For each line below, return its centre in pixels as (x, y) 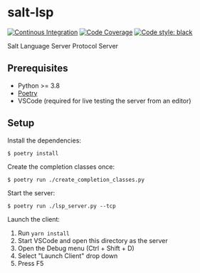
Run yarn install (43, 233)
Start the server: (31, 192)
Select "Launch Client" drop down (68, 256)
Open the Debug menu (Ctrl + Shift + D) (76, 248)
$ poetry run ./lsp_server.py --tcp (62, 206)
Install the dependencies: (44, 140)
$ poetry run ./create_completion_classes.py (76, 180)
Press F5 (31, 263)
